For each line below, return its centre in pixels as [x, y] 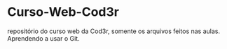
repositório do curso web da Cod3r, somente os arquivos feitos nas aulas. [114, 31]
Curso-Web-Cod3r [63, 12]
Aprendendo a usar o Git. [43, 38]
